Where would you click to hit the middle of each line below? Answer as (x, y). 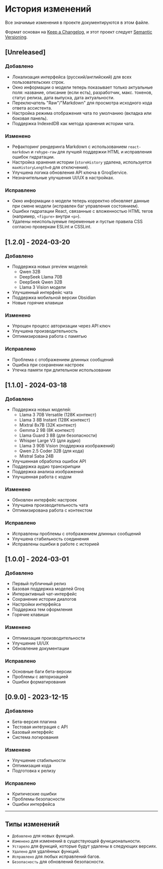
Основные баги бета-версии (42, 672)
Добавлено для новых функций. (43, 836)
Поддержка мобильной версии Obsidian (54, 297)
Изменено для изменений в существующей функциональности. (76, 841)
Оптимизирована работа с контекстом (52, 510)
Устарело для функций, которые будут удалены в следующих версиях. (85, 846)
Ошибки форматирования (39, 682)
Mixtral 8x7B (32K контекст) (48, 425)
